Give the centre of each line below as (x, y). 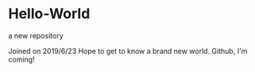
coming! (21, 59)
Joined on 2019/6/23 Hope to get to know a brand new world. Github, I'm (128, 51)
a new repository (36, 36)
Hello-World (49, 14)
